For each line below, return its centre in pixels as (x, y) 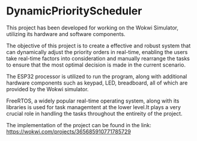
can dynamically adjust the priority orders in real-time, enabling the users (97, 52)
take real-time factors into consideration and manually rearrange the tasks (98, 58)
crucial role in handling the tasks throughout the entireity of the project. (94, 113)
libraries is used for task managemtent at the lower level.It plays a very (94, 107)
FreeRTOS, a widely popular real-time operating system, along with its (93, 101)
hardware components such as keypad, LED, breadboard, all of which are (97, 83)
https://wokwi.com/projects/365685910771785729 (68, 131)
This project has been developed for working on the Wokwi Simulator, (92, 28)
